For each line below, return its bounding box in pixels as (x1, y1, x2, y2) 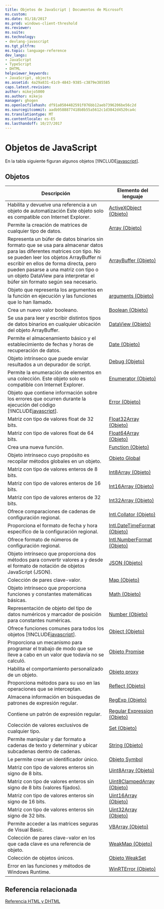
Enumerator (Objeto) (109, 375, 156, 382)
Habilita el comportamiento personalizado (7, 666, 103, 672)
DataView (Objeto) (109, 321, 151, 328)
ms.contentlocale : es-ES (5, 116, 56, 121)
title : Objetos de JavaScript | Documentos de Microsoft (5, 7, 123, 12)
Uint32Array (109, 806, 138, 813)
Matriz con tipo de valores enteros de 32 (7, 494, 101, 501)
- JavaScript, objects (5, 75, 51, 80)
